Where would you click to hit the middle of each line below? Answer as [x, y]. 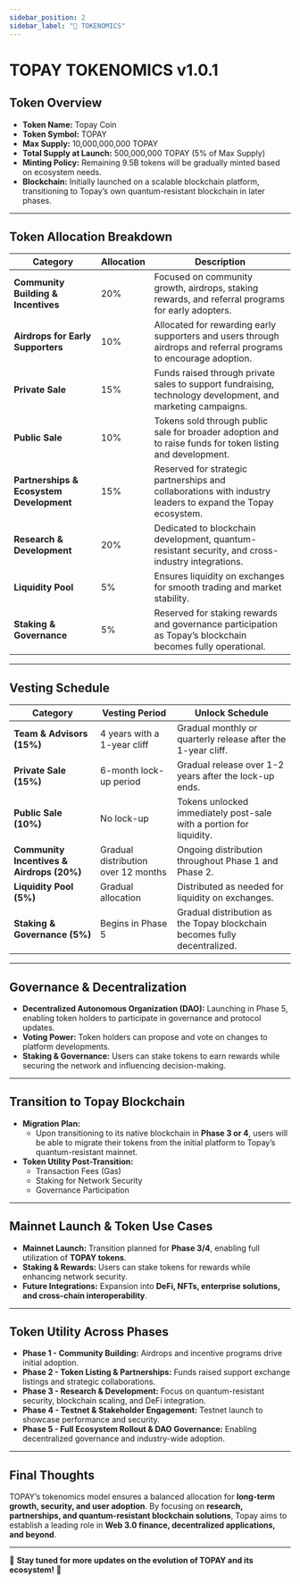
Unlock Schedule [232, 713]
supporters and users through [217, 336]
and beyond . [33, 1535]
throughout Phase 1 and [228, 861]
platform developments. [66, 1046]
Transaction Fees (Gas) [79, 1170]
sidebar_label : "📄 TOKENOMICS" [67, 26]
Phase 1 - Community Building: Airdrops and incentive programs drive [152, 1354]
